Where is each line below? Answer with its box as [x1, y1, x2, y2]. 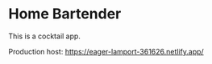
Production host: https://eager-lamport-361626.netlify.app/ [8, 46, 204, 56]
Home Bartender [8, 5, 122, 23]
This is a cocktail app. [8, 31, 81, 41]
